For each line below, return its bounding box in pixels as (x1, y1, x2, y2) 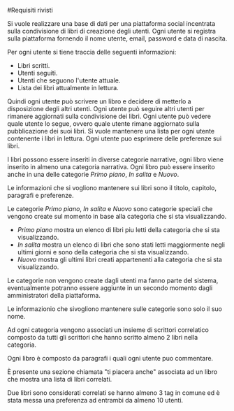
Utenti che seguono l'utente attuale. (17, 76, 121, 85)
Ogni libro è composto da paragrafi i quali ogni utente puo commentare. (7, 354, 214, 362)
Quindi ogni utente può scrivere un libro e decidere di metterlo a (7, 97, 191, 106)
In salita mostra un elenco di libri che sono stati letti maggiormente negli (17, 240, 226, 249)
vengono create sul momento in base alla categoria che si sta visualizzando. (7, 212, 227, 220)
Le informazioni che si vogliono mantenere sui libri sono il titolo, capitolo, (7, 184, 217, 192)
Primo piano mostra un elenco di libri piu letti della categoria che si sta (17, 226, 220, 233)
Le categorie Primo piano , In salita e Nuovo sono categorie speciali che (7, 205, 213, 212)
